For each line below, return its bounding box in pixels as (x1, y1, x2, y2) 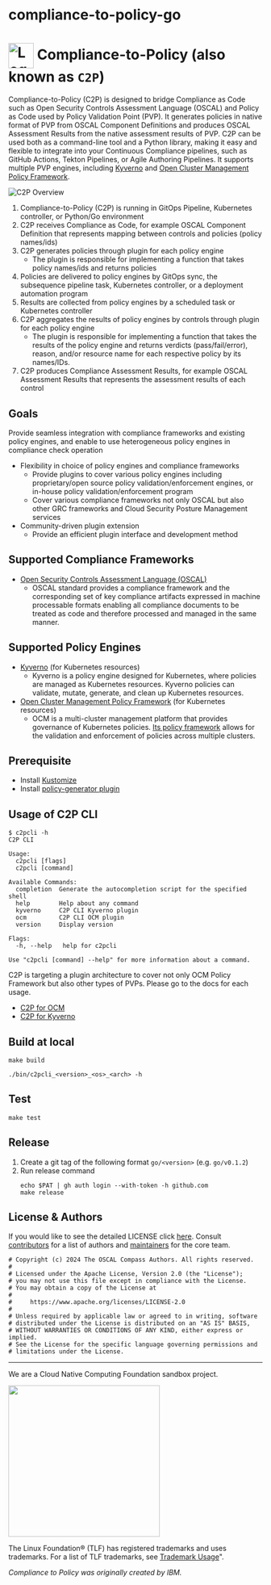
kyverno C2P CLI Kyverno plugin (15, 907, 139, 915)
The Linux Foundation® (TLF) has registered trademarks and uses (8, 1544, 227, 1554)
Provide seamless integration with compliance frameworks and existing (8, 428, 245, 438)
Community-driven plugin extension (19, 521, 140, 530)
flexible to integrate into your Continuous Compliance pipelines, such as (8, 146, 248, 156)
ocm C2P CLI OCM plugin (15, 914, 125, 922)
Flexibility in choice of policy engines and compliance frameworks (19, 460, 240, 470)
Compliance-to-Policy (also (36, 46, 226, 64)
